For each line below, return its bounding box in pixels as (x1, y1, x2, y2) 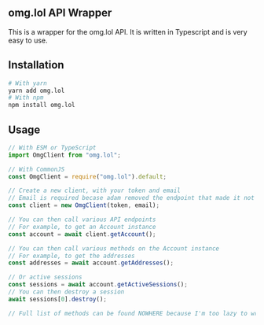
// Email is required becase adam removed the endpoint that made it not (8, 194, 255, 202)
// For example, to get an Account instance (8, 223, 156, 231)
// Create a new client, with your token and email (8, 187, 181, 195)
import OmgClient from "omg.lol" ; (8, 151, 122, 159)
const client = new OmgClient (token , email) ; (8, 201, 159, 209)
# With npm (8, 94, 44, 102)
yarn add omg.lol (8, 87, 65, 94)
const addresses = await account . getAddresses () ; (8, 259, 174, 267)
